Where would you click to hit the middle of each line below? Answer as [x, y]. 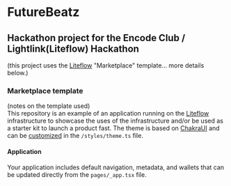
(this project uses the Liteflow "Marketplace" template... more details [106, 65]
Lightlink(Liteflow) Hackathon [73, 48]
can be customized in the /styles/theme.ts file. [75, 136]
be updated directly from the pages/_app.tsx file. [77, 174]
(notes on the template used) [49, 106]
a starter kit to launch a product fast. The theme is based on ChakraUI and [114, 128]
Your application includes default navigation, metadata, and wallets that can [116, 167]
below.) [18, 73]
